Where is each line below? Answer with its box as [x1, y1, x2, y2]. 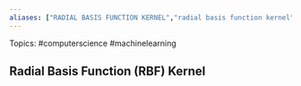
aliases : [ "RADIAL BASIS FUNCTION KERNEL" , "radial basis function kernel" [9, 13, 295, 22]
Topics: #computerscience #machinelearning [9, 38, 176, 48]
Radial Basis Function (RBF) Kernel [9, 64, 206, 79]
